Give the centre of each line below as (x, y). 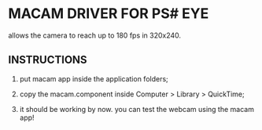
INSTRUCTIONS (48, 60)
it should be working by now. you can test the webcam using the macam (137, 109)
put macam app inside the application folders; (94, 78)
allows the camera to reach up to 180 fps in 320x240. (95, 35)
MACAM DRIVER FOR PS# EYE (109, 14)
